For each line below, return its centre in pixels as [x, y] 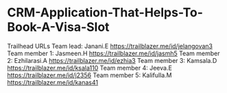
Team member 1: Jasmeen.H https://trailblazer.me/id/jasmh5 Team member [113, 53]
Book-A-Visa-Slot [58, 27]
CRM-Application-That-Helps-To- [105, 13]
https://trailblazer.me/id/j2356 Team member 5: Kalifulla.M [89, 75]
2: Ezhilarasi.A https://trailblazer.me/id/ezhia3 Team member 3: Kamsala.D [112, 60]
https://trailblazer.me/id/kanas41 [52, 82]
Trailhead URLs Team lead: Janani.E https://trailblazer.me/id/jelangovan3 [110, 46]
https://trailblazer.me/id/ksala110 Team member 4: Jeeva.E [90, 68]
